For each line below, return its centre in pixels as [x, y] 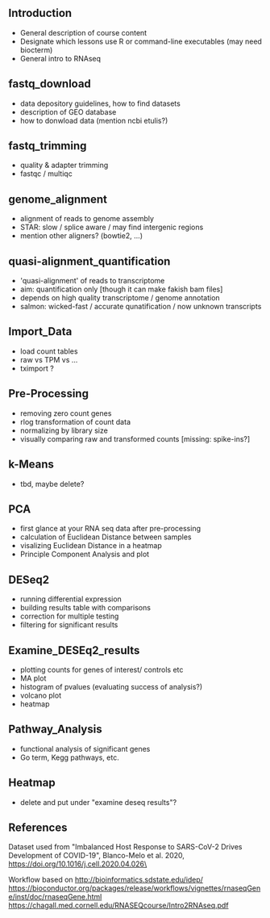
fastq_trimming [48, 146]
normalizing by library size [64, 430]
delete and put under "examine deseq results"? [98, 802]
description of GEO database [68, 111]
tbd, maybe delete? [52, 484]
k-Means [31, 465]
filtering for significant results [69, 625]
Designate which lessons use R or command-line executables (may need [141, 41]
